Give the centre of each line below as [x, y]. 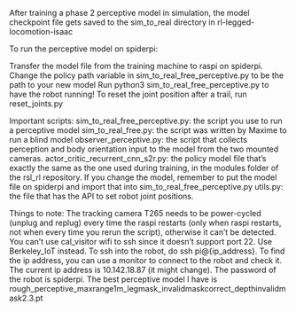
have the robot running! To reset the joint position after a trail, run [129, 94]
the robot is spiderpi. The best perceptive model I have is [113, 279]
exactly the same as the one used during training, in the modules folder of [144, 168]
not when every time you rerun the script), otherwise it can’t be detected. [143, 232]
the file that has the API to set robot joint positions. [101, 196]
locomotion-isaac [41, 31]
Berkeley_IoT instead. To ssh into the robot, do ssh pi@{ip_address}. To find [147, 251]
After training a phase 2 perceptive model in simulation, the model [129, 13]
